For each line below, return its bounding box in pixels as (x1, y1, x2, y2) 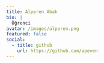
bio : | (6, 14, 23, 20)
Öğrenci (11, 20, 31, 26)
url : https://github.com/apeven (17, 48, 98, 54)
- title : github (11, 43, 52, 49)
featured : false (6, 31, 47, 37)
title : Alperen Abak (6, 8, 58, 15)
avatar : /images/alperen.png (6, 25, 79, 32)
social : (6, 37, 26, 43)
